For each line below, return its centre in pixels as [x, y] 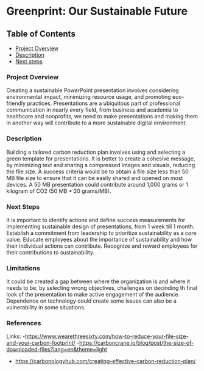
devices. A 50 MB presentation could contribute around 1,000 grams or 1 [97, 184]
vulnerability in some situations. [46, 308]
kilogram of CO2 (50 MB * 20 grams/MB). [59, 191]
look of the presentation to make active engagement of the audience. [93, 295]
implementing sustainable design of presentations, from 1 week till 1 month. [100, 226]
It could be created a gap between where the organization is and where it [98, 281]
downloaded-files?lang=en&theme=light [57, 350]
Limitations [23, 268]
